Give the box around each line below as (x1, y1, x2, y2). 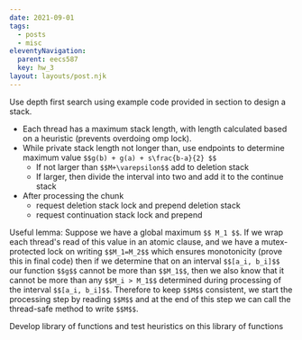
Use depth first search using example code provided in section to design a (9, 96, 287, 107)
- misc (17, 38, 42, 48)
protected (9, 246, 46, 256)
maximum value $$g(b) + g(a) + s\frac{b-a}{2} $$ (22, 152, 217, 163)
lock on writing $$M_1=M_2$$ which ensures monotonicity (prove (47, 246, 282, 256)
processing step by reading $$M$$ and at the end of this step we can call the (9, 293, 291, 304)
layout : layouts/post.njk (9, 72, 106, 81)
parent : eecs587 (17, 55, 78, 64)
